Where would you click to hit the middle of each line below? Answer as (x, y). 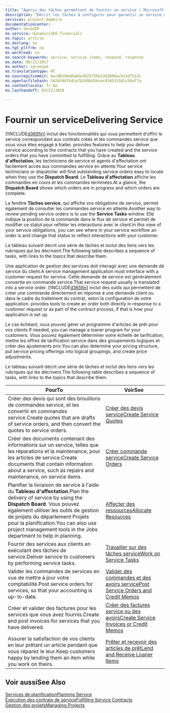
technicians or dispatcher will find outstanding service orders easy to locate (84, 172)
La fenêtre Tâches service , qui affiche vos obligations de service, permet (82, 203)
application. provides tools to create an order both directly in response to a (83, 304)
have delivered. (26, 627)
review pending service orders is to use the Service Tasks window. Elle (80, 214)
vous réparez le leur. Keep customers (51, 652)
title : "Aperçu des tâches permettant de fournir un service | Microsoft (85, 10)
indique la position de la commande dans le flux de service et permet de (80, 220)
